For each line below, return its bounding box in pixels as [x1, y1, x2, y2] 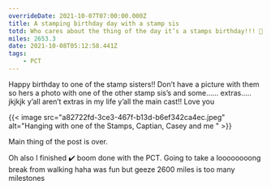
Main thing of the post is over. [8, 136, 108, 146]
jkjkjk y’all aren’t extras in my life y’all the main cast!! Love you [8, 97, 215, 106]
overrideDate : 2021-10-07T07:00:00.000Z [8, 11, 148, 20]
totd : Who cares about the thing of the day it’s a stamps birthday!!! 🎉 [8, 27, 264, 35]
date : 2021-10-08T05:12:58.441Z [8, 42, 118, 50]
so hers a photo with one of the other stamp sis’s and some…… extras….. [8, 88, 252, 97]
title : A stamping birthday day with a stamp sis [8, 19, 180, 28]
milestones [8, 173, 45, 183]
